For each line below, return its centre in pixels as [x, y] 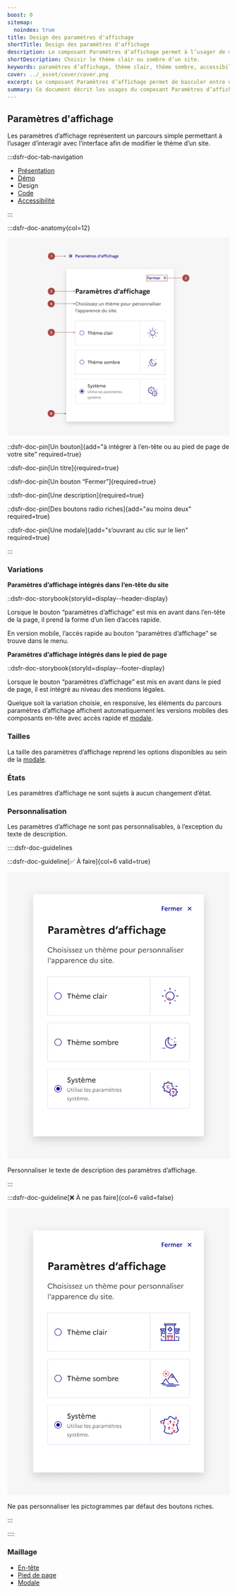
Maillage [22, 1552]
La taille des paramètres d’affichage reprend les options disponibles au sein [117, 752]
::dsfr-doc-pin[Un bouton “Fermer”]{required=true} [82, 482]
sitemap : [20, 22]
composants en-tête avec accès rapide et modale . [80, 718]
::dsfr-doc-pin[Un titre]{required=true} [63, 468]
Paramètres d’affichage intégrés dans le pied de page [87, 655]
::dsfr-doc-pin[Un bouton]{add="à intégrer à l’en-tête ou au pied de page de [118, 447]
